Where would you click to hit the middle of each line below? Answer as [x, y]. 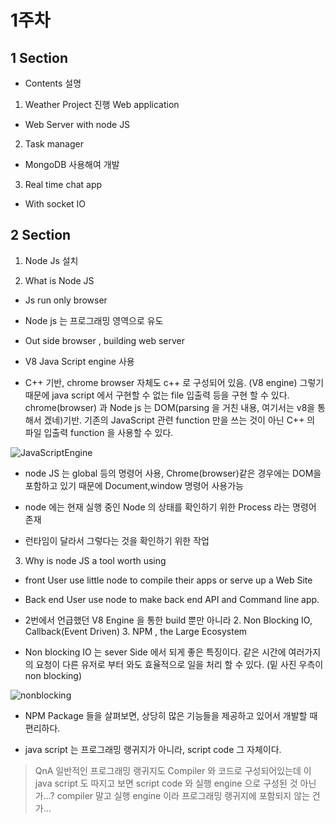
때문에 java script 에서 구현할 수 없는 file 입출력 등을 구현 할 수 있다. [157, 395]
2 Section [41, 235]
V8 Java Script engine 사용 [79, 361]
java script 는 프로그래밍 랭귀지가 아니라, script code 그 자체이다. [153, 749]
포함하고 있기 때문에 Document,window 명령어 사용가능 [134, 485]
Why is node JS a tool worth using [95, 560]
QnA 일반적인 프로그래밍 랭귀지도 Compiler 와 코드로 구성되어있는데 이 [173, 770]
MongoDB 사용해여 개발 [72, 164]
